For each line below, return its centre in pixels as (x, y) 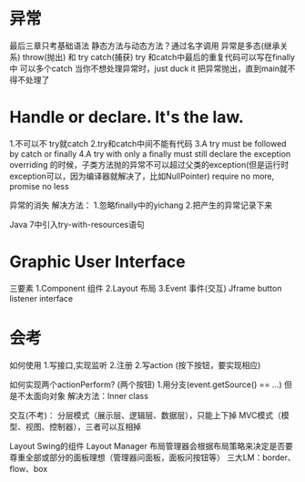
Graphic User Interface (97, 262)
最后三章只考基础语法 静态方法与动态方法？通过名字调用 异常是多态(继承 (145, 46)
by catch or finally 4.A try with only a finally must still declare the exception (150, 154)
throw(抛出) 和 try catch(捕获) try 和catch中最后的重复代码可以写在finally (159, 56)
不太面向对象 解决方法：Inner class (82, 395)
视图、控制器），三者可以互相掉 (83, 426)
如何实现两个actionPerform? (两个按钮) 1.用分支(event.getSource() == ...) (146, 385)
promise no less (40, 186)
